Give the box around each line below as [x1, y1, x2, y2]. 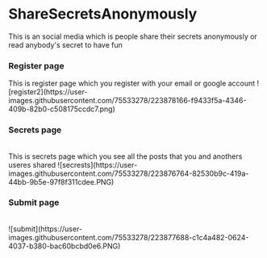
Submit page [8, 197, 60, 208]
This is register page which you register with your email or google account [8, 78, 256, 89]
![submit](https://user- [8, 223, 83, 234]
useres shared [8, 160, 56, 169]
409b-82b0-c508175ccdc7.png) [8, 104, 115, 114]
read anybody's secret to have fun [8, 40, 123, 49]
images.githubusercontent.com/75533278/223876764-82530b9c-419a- [8, 169, 249, 178]
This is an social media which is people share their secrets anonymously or [8, 31, 258, 41]
